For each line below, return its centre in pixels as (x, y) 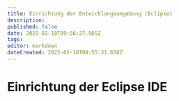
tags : (15, 40)
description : (26, 20)
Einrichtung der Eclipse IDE (87, 87)
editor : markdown (32, 46)
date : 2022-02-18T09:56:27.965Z (54, 33)
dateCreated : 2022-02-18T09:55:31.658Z (65, 53)
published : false (32, 26)
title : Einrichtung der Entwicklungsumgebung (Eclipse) (90, 14)
